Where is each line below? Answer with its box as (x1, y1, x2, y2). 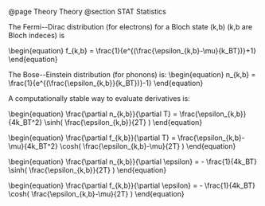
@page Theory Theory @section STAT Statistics (8, 7, 167, 16)
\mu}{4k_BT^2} (8, 142, 58, 150)
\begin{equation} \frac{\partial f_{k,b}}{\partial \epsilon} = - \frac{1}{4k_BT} (8, 181, 256, 190)
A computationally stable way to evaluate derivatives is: (8, 94, 191, 103)
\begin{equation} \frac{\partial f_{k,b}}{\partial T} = (8, 133, 177, 142)
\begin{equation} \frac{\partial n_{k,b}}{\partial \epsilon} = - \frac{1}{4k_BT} (8, 157, 257, 166)
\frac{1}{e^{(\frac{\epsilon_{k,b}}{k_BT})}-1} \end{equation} (8, 79, 204, 87)
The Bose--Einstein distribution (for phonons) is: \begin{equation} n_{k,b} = (8, 70, 256, 79)
